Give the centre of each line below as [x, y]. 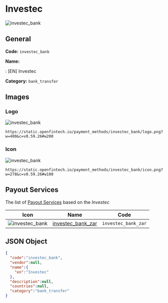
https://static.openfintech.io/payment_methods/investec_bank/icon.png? [84, 170]
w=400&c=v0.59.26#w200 [29, 136]
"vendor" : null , [26, 263]
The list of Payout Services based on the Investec [57, 202]
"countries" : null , [30, 286]
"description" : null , [32, 282]
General [18, 39]
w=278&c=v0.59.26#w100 [29, 174]
